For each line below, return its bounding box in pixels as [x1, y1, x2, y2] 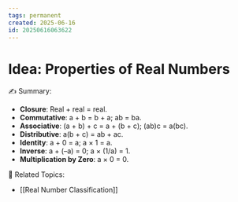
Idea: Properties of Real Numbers [8, 60, 231, 78]
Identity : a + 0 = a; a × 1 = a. [19, 138, 113, 148]
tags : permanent [8, 11, 61, 20]
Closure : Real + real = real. [19, 105, 108, 114]
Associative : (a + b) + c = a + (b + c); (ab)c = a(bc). [19, 121, 188, 130]
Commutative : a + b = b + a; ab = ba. [19, 113, 142, 123]
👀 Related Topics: [8, 170, 65, 179]
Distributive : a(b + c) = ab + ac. [19, 130, 124, 139]
